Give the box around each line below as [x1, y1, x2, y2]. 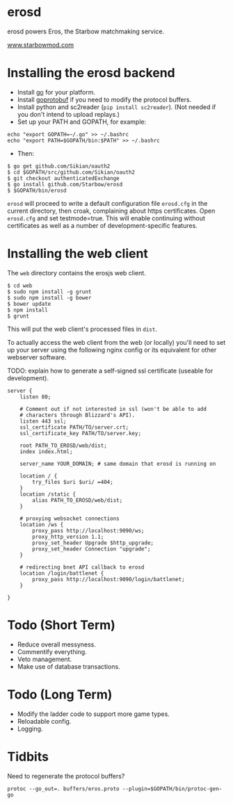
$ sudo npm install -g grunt [7, 288, 92, 295]
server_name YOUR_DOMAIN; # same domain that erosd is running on [19, 460, 216, 467]
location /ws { [19, 521, 64, 528]
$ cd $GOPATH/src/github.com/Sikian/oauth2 [7, 168, 136, 176]
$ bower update [7, 300, 51, 307]
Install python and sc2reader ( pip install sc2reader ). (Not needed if [17, 102, 216, 111]
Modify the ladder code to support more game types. [17, 710, 170, 718]
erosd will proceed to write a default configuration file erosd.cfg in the [7, 199, 208, 207]
